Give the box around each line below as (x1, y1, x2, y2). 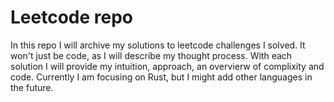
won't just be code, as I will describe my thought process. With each (10, 49, 293, 61)
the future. (10, 81, 54, 93)
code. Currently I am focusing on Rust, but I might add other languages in (10, 71, 313, 83)
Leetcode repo (10, 6, 133, 29)
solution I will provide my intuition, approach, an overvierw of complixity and (10, 60, 325, 72)
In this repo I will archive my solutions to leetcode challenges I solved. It (10, 39, 306, 51)
